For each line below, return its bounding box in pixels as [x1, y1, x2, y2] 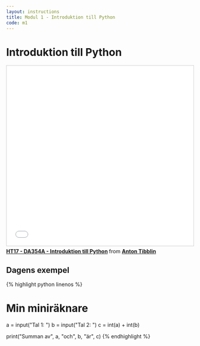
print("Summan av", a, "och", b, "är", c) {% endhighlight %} [6, 333, 151, 340]
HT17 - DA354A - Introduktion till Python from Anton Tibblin [6, 248, 156, 255]
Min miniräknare [6, 301, 88, 315]
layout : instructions [6, 8, 60, 15]
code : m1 [6, 20, 28, 26]
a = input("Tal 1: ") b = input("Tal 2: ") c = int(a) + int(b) [6, 322, 140, 329]
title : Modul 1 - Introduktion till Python [6, 14, 116, 20]
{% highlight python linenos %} [6, 281, 83, 288]
